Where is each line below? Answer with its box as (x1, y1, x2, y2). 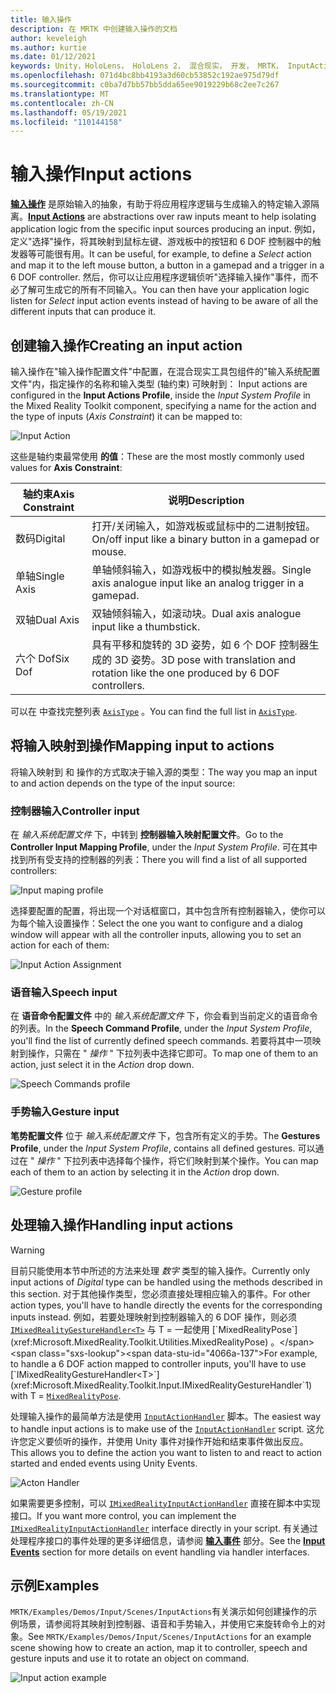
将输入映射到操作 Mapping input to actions (10, 737, 275, 755)
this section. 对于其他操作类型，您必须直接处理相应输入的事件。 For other (10, 1287, 311, 1300)
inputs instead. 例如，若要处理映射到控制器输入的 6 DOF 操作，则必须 (10, 1311, 298, 1323)
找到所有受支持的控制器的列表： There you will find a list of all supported (10, 854, 308, 866)
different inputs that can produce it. (10, 306, 157, 318)
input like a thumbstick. (91, 620, 201, 633)
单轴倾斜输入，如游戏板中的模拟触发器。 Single (91, 563, 312, 576)
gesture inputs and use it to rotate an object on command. (10, 1652, 250, 1665)
